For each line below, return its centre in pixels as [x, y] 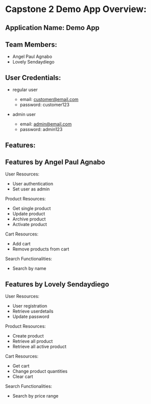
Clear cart [23, 376]
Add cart [21, 244]
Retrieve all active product [39, 346]
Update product [29, 214]
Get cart [21, 366]
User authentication [33, 184]
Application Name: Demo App [52, 28]
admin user [24, 114]
